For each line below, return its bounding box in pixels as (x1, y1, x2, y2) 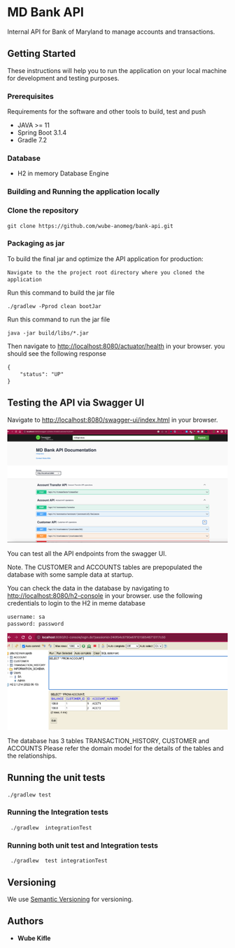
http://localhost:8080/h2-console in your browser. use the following (7, 592, 203, 600)
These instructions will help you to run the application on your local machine (7, 66, 227, 74)
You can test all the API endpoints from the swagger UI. (7, 549, 167, 558)
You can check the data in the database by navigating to (7, 584, 170, 593)
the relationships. (7, 752, 57, 760)
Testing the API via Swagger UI (7, 397, 145, 409)
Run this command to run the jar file (7, 315, 111, 323)
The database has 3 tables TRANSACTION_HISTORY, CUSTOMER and (7, 736, 210, 745)
